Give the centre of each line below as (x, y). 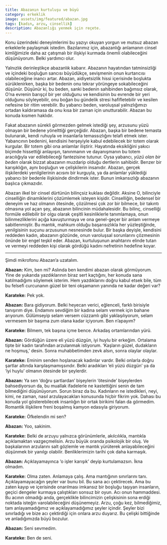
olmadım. (15, 467)
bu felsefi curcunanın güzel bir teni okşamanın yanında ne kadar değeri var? (83, 286)
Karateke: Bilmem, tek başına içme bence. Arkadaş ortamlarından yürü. (78, 330)
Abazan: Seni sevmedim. (31, 529)
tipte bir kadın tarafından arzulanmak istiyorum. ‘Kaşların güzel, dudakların (81, 345)
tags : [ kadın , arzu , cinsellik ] (39, 24)
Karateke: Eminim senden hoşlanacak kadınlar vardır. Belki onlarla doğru (80, 360)
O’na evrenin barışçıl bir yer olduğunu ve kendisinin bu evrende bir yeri (78, 95)
